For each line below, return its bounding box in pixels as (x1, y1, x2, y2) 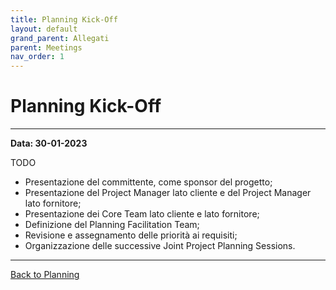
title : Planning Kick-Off (10, 14, 118, 25)
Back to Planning (10, 269, 80, 281)
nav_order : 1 (10, 52, 65, 62)
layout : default (10, 24, 78, 34)
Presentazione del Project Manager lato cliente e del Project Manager (24, 187, 312, 199)
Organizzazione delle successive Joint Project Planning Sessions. (24, 240, 296, 252)
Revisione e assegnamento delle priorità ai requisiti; (24, 229, 238, 241)
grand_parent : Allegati (10, 33, 110, 43)
